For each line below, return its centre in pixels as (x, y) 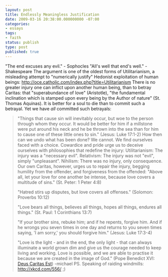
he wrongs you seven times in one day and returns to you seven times (89, 227)
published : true (22, 52)
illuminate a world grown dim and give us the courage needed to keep (89, 247)
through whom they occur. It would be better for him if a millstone (85, 124)
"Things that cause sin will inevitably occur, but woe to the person (85, 118)
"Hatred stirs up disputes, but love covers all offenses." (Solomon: (85, 192)
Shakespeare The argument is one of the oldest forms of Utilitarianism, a (80, 71)
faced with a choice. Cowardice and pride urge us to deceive (80, 145)
